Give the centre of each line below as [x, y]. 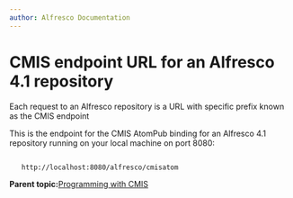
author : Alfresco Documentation [70, 18]
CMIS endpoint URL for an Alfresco [142, 62]
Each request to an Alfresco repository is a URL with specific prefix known [147, 106]
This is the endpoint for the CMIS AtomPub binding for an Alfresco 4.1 [138, 133]
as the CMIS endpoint [49, 116]
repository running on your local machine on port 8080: [112, 143]
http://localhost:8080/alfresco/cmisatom [100, 167]
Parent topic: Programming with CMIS [79, 184]
